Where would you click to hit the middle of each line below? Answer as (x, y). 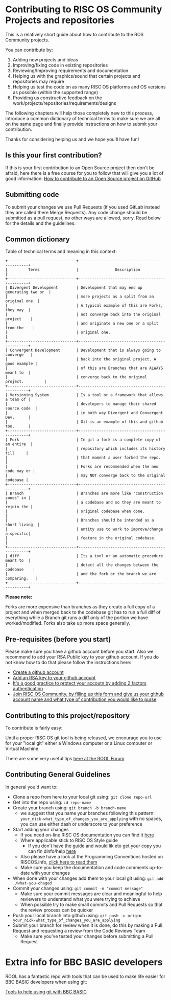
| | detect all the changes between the (82, 565)
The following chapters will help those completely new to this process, (79, 113)
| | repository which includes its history (86, 449)
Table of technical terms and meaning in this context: (61, 252)
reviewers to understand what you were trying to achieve (80, 899)
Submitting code (32, 195)
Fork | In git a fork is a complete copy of (85, 440)
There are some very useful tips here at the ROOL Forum (65, 758)
